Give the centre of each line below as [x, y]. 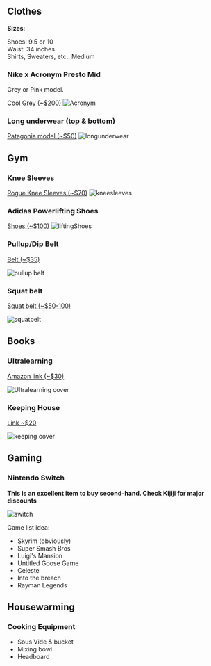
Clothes [25, 11]
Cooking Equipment [41, 626]
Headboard [33, 657]
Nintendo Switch [36, 478]
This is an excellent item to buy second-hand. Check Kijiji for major [106, 493]
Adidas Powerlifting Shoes [53, 211]
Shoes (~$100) [28, 226]
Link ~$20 [22, 423]
